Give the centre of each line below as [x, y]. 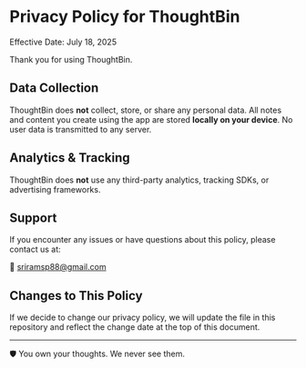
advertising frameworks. [55, 189]
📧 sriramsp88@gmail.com [58, 267]
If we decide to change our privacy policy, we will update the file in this [143, 318]
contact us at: [35, 249]
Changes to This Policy [76, 296]
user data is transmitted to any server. [81, 129]
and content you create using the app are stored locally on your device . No [151, 119]
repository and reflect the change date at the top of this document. [135, 327]
